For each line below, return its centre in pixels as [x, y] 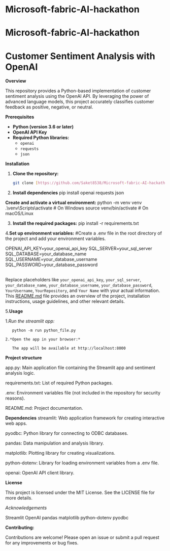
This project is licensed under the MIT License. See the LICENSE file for [80, 492]
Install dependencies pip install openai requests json [68, 193]
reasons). [15, 398]
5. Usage [14, 311]
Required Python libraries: [41, 138]
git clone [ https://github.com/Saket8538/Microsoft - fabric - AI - [81, 183]
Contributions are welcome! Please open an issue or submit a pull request [82, 537]
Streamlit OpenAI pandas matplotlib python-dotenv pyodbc [67, 517]
